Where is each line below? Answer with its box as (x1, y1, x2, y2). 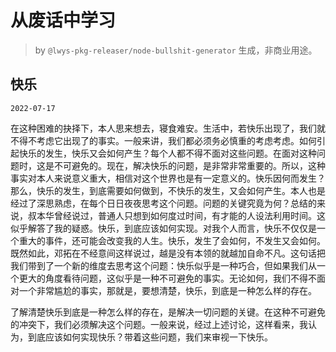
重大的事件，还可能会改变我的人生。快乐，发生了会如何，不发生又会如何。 (18, 234, 326, 246)
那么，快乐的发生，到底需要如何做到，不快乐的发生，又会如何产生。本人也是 (10, 184, 326, 196)
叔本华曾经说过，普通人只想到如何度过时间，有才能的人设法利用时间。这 (27, 209, 326, 221)
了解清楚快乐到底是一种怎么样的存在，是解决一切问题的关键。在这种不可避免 (10, 306, 326, 318)
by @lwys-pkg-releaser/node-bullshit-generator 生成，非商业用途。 (34, 44, 318, 56)
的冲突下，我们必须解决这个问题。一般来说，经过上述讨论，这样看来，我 (10, 318, 308, 330)
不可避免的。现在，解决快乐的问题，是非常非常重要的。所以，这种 (53, 159, 326, 171)
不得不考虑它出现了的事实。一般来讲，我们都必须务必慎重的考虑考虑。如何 (10, 134, 317, 146)
